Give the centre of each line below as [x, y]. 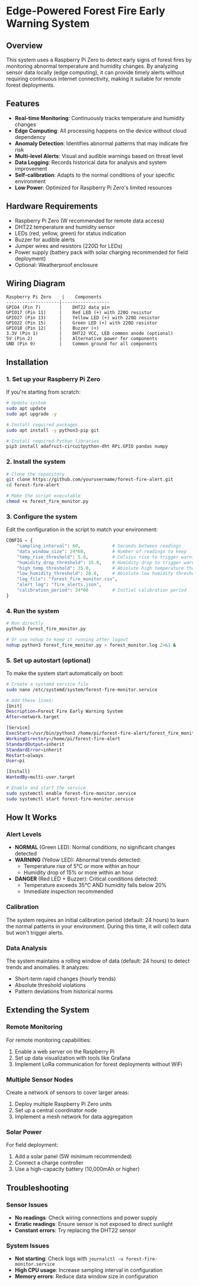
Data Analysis [27, 948]
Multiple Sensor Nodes [40, 1079]
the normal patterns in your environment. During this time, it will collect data [99, 926]
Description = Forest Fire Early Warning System [65, 712]
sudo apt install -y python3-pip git [53, 430]
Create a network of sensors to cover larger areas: [68, 1092]
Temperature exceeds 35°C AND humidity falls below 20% [95, 885]
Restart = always [25, 755]
